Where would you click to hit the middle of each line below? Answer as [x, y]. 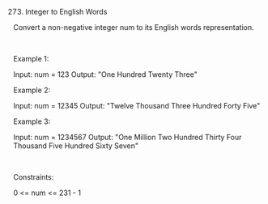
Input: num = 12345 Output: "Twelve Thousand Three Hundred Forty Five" [137, 106]
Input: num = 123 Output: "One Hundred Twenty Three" [105, 74]
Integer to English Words [66, 12]
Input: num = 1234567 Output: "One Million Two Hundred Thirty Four [128, 137]
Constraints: [34, 177]
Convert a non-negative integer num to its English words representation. [134, 27]
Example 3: [32, 121]
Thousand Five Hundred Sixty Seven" [76, 146]
